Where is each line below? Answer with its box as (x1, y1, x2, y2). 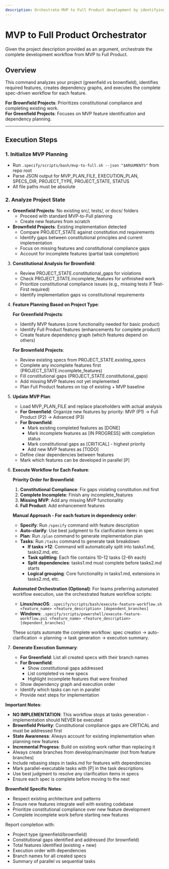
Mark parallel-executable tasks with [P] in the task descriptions (12, 765, 144, 771)
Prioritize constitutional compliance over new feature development (12, 806, 150, 812)
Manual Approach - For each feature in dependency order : (12, 512, 137, 518)
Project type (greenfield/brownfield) (12, 832, 87, 838)
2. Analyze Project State (5, 196, 65, 203)
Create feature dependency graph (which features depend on (20, 332, 148, 338)
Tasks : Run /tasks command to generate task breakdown (20, 538, 140, 544)
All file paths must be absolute (12, 184, 75, 190)
